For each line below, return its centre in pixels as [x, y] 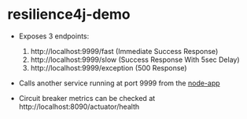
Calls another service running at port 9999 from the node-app [120, 83]
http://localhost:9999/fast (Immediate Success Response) [124, 51]
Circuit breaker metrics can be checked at [87, 98]
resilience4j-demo [69, 14]
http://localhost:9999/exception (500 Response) [109, 67]
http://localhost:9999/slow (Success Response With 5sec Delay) [135, 59]
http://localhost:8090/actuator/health [79, 106]
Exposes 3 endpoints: [54, 36]
